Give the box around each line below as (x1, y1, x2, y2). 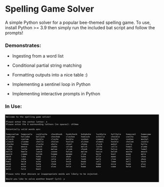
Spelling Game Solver (5, 3, 94, 15)
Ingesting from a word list (12, 53, 64, 59)
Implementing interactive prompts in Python (12, 91, 101, 97)
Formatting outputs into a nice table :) (12, 72, 88, 78)
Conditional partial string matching (12, 62, 82, 69)
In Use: (5, 103, 22, 110)
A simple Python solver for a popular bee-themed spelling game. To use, (5, 19, 151, 25)
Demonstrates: (5, 42, 41, 49)
